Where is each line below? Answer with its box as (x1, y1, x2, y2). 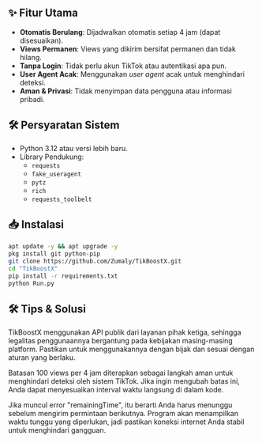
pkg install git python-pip (8, 250, 101, 258)
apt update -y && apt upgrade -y (8, 243, 118, 251)
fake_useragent (31, 170, 81, 178)
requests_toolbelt (31, 195, 92, 203)
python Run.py (8, 279, 55, 287)
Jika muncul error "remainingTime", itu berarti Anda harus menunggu (8, 399, 233, 410)
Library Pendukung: (19, 152, 84, 161)
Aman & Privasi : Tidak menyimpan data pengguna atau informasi (19, 86, 233, 96)
